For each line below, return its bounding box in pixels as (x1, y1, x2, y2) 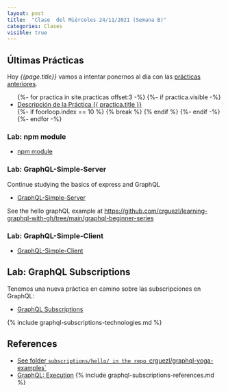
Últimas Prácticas (7, 54, 84, 66)
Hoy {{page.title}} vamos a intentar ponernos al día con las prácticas (7, 73, 201, 81)
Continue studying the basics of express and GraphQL (7, 180, 161, 188)
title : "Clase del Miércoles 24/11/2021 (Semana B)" (7, 16, 167, 23)
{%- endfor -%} (16, 115, 62, 123)
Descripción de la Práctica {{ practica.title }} (16, 101, 142, 109)
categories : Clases (7, 23, 63, 29)
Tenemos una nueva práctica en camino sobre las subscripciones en (7, 285, 201, 293)
